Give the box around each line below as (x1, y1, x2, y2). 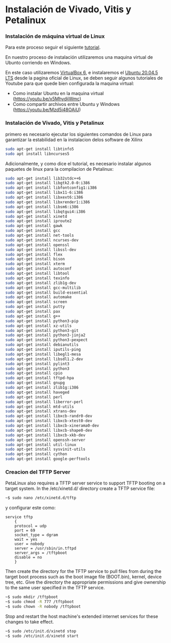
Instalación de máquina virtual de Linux (5, 33, 105, 40)
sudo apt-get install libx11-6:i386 (5, 190, 83, 195)
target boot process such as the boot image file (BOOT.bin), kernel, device (5, 574, 162, 580)
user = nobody (14, 541, 44, 547)
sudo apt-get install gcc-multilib (5, 285, 81, 290)
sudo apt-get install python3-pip (5, 318, 79, 323)
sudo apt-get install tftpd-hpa (5, 375, 74, 381)
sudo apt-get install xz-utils (5, 323, 72, 328)
